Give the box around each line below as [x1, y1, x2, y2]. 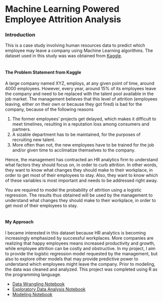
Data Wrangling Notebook [12, 281, 65, 287]
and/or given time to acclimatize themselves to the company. [12, 147, 136, 153]
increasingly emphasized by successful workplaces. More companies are [5, 235, 154, 241]
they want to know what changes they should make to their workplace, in [5, 167, 153, 173]
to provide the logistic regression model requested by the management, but [5, 251, 158, 256]
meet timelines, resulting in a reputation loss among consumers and [12, 121, 150, 127]
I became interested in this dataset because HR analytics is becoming [5, 229, 146, 236]
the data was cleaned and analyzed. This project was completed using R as [5, 266, 158, 272]
